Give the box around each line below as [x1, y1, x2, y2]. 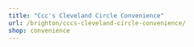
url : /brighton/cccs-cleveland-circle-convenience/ [8, 19, 186, 27]
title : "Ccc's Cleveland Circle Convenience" [8, 11, 164, 20]
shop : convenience [8, 26, 70, 34]
